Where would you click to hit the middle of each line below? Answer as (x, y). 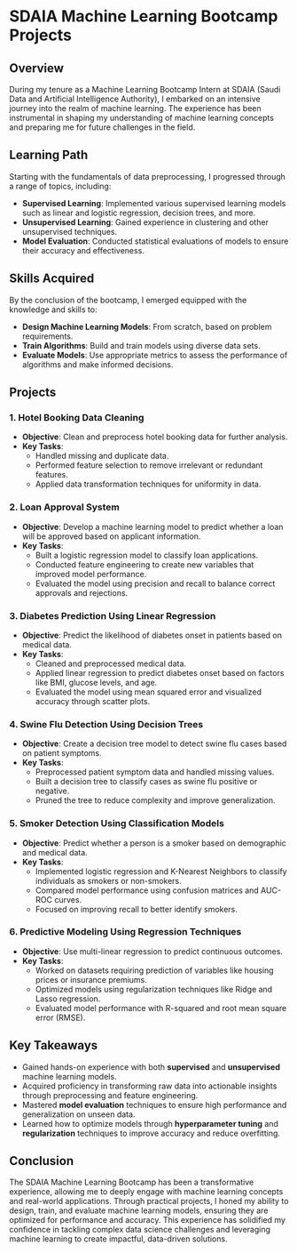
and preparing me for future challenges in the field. (102, 127)
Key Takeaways (54, 1045)
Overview (37, 68)
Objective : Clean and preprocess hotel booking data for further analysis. (155, 437)
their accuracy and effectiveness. (83, 250)
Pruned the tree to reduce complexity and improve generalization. (156, 800)
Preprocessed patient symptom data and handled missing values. (155, 772)
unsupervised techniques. (70, 231)
